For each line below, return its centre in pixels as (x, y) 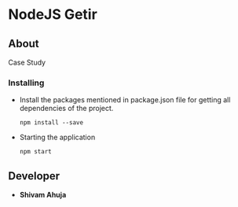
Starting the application (57, 137)
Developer (34, 176)
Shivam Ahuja (43, 195)
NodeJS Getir (53, 15)
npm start (36, 152)
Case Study (27, 62)
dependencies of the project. (66, 109)
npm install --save (51, 123)
